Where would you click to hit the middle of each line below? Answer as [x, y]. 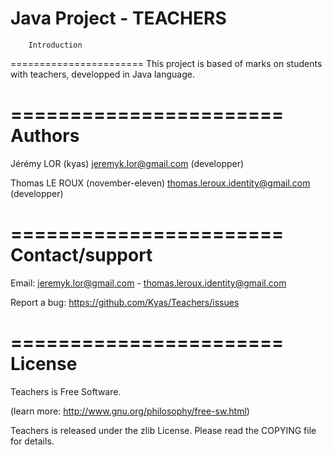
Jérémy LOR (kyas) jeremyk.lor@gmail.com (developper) [127, 163]
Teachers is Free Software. [66, 391]
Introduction [55, 45]
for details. [32, 441]
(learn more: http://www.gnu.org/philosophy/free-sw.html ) [130, 411]
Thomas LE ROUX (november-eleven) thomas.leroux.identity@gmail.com [160, 183]
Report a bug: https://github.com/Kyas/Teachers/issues [125, 302]
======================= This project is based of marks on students [166, 63]
